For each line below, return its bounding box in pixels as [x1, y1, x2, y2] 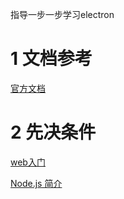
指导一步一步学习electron [10, 9, 115, 20]
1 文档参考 [10, 48, 93, 70]
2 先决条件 [10, 121, 97, 144]
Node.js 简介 [10, 177, 63, 189]
